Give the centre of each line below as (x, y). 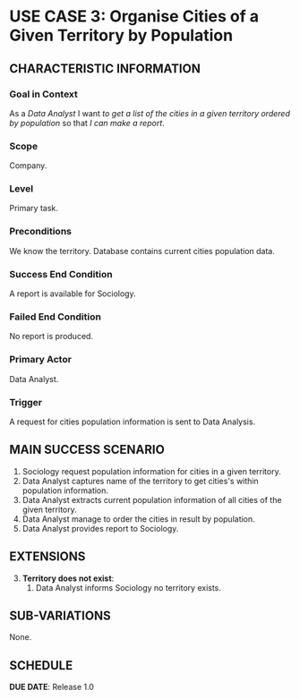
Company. (28, 166)
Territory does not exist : (68, 578)
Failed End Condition (55, 317)
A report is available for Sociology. (73, 294)
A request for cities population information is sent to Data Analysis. (133, 422)
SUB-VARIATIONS (60, 615)
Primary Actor (40, 360)
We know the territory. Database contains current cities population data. (142, 251)
